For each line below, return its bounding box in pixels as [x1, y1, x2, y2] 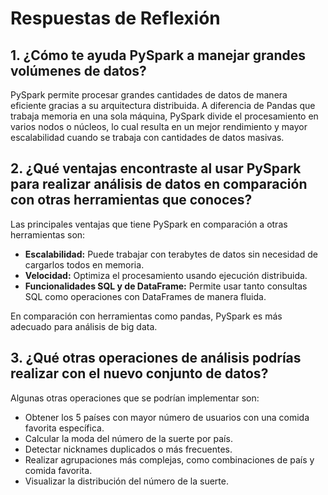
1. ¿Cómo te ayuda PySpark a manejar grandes [10, 47, 306, 64]
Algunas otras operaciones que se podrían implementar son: [10, 392, 260, 404]
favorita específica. [24, 422, 105, 434]
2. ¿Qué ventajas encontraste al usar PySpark [10, 160, 302, 177]
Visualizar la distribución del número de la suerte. [24, 475, 229, 487]
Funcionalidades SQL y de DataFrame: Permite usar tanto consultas [24, 280, 308, 292]
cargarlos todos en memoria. [24, 258, 145, 271]
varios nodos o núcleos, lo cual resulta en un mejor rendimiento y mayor [10, 121, 308, 132]
